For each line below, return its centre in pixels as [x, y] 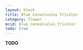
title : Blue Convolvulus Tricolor [42, 15]
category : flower [24, 19]
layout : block [20, 10]
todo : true [17, 29]
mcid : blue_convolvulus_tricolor [40, 24]
